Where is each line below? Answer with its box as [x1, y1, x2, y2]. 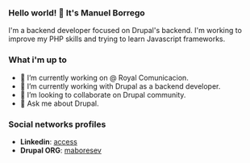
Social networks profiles [8, 119, 106, 130]
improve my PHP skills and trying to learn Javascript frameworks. [8, 34, 226, 44]
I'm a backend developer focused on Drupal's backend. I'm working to [8, 26, 242, 36]
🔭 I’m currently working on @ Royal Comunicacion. [19, 73, 190, 82]
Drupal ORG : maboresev [19, 145, 102, 155]
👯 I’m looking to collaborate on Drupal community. [19, 90, 186, 99]
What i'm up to [8, 54, 67, 65]
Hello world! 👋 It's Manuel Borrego [8, 7, 145, 19]
